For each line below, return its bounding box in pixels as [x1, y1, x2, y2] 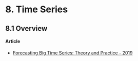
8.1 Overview [5, 24, 48, 33]
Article [5, 38, 21, 45]
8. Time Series [5, 4, 68, 15]
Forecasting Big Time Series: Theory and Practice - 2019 [12, 50, 133, 56]
